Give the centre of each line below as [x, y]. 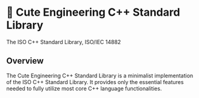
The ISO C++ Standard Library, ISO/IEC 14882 [64, 42]
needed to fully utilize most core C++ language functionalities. [84, 88]
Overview [25, 61]
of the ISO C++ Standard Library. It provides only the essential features [95, 82]
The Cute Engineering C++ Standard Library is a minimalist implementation [100, 76]
